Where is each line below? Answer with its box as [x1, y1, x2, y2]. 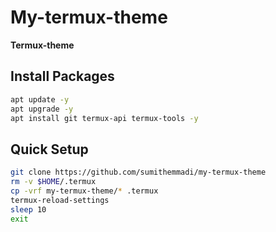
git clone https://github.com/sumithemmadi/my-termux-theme [10, 167, 267, 178]
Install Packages [10, 68, 115, 85]
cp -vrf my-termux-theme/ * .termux [10, 186, 159, 196]
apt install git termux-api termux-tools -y [10, 113, 199, 123]
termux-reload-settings [10, 195, 110, 205]
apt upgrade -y [10, 104, 74, 114]
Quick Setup [10, 141, 89, 158]
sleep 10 [10, 204, 47, 215]
